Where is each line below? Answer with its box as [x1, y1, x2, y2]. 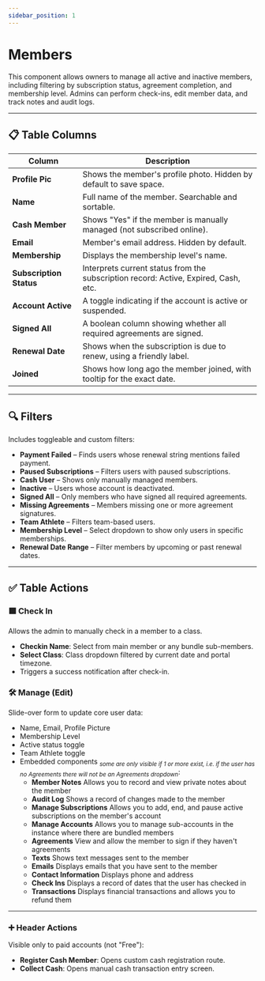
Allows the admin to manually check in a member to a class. [8, 626, 203, 636]
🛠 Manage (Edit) [8, 687, 73, 698]
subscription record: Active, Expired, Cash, [82, 273, 241, 284]
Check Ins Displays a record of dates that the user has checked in [31, 878, 247, 888]
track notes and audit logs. [8, 96, 95, 107]
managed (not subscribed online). [82, 224, 208, 236]
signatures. [19, 509, 57, 519]
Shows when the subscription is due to [82, 341, 226, 352]
